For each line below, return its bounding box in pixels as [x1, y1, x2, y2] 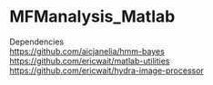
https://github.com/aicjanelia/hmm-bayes [9, 45, 166, 56]
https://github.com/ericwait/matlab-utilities [9, 55, 170, 66]
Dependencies [9, 36, 65, 47]
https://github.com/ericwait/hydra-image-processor [9, 65, 205, 76]
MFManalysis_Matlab [9, 6, 176, 27]
